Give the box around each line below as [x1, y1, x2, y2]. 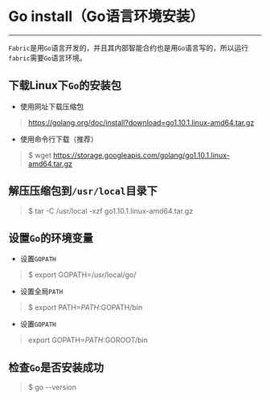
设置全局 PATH [19, 287, 63, 296]
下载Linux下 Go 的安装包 [8, 79, 122, 92]
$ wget [27, 150, 52, 160]
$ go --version [27, 382, 76, 392]
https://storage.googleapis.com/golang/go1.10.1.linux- [53, 150, 231, 160]
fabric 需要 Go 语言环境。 [8, 53, 87, 63]
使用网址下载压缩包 [19, 101, 84, 111]
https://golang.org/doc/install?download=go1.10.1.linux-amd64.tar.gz [27, 117, 255, 127]
